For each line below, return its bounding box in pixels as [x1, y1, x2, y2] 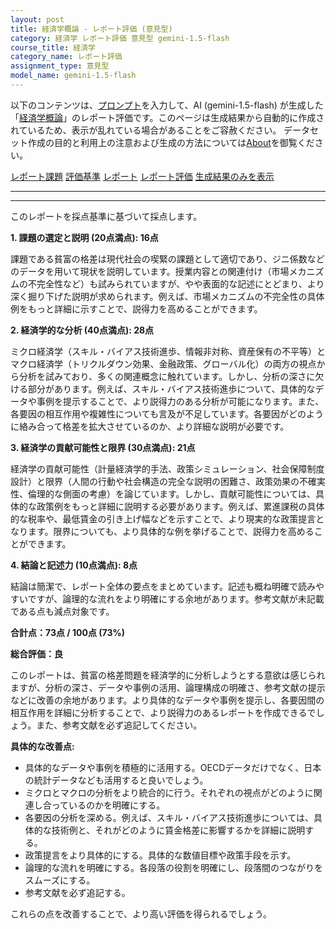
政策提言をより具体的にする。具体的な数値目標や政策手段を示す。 [24, 849, 297, 861]
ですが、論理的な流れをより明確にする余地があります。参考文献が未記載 [27, 592, 325, 605]
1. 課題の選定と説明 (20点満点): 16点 [10, 231, 159, 243]
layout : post [10, 14, 65, 25]
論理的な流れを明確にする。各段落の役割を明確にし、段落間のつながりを [24, 861, 323, 873]
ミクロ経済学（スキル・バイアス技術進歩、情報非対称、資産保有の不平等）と [10, 345, 326, 357]
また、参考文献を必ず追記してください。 [36, 719, 203, 731]
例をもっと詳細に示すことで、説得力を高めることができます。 [10, 302, 263, 315]
